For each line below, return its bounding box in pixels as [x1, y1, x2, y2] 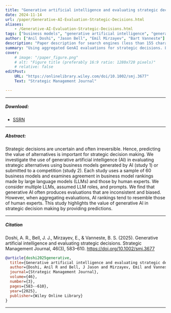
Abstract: [5, 133, 26, 139]
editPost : [5, 69, 26, 74]
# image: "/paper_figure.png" [14, 55, 79, 60]
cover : [5, 50, 19, 55]
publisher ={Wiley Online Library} [10, 293, 83, 298]
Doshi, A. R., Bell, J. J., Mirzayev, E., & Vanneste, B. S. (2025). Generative [5, 234, 158, 241]
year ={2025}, [10, 289, 38, 294]
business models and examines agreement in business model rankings [5, 173, 154, 179]
